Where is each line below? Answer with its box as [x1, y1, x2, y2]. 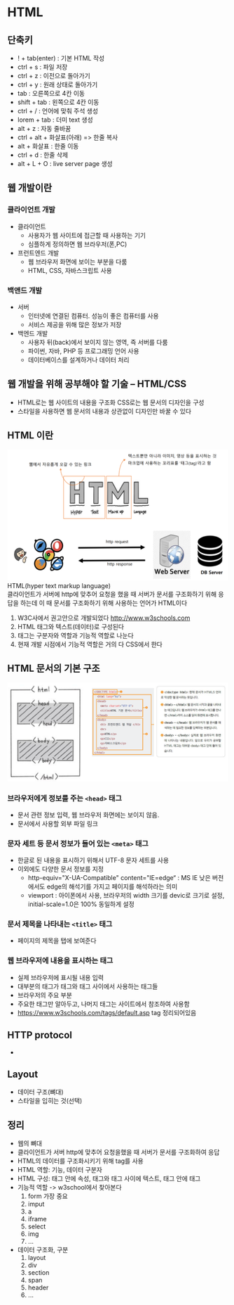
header [27, 1283, 49, 1292]
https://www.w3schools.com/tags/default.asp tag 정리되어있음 [17, 1008, 197, 1017]
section [27, 1268, 50, 1277]
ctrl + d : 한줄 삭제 [17, 151, 69, 159]
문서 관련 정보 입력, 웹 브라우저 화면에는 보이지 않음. [17, 810, 160, 819]
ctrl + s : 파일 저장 [17, 63, 68, 71]
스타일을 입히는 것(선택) [17, 1097, 83, 1105]
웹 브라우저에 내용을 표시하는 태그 [7, 956, 113, 966]
